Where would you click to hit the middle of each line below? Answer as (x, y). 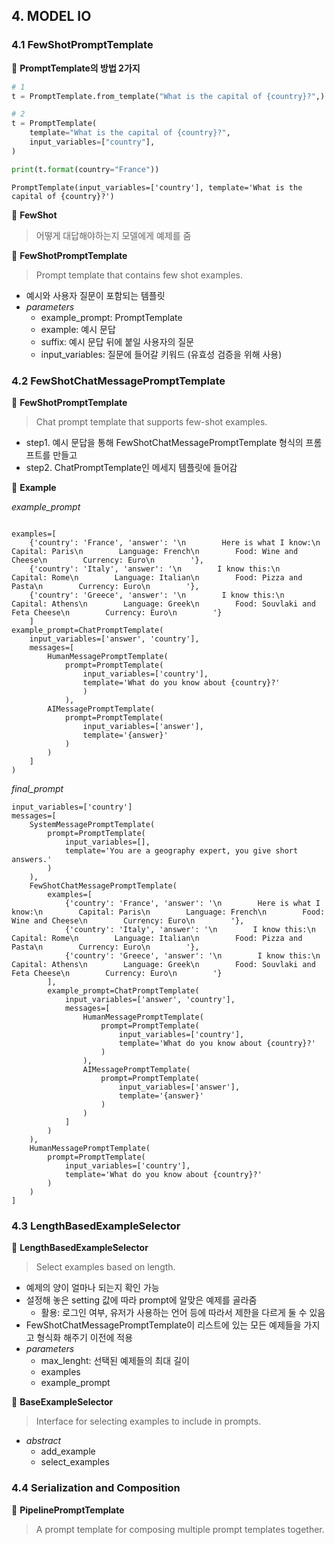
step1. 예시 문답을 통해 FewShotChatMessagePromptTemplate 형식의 (164, 442)
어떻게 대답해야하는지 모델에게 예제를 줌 (113, 235)
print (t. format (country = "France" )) (85, 169)
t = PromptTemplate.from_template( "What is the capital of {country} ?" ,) (168, 96)
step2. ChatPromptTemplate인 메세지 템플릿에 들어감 (131, 467)
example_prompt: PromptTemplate (111, 317)
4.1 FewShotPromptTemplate (82, 45)
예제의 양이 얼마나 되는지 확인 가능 (92, 1288)
